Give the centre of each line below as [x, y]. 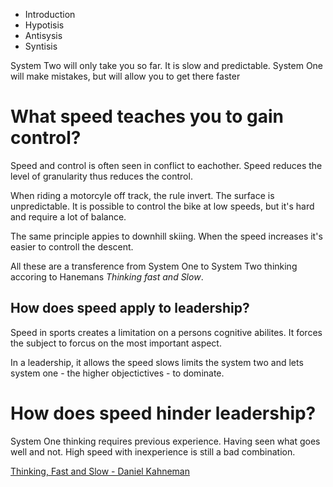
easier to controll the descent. [72, 246]
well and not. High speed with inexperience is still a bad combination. [153, 451]
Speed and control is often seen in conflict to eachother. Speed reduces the [166, 165]
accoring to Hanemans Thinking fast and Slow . [107, 276]
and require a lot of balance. [68, 216]
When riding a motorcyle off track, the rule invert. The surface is [142, 195]
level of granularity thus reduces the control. [101, 176]
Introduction [50, 14]
